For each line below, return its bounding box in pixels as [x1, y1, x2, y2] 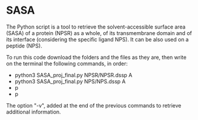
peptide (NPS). [6, 42, 43, 49]
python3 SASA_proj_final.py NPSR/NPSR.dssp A [14, 71, 132, 78]
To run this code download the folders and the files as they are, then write [6, 53, 187, 61]
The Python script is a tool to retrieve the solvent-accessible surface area [6, 23, 186, 30]
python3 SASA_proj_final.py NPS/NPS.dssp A [14, 78, 126, 85]
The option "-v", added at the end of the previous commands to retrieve [6, 102, 182, 109]
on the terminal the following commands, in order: [6, 60, 128, 67]
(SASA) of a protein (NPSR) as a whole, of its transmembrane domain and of [6, 29, 192, 36]
